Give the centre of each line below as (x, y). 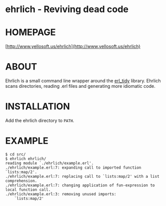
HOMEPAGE (31, 33)
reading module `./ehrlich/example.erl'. (50, 163)
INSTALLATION (37, 107)
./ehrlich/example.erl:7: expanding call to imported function (73, 168)
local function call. (28, 190)
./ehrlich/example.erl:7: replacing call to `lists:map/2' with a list (82, 176)
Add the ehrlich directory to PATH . (40, 120)
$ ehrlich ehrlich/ (26, 159)
